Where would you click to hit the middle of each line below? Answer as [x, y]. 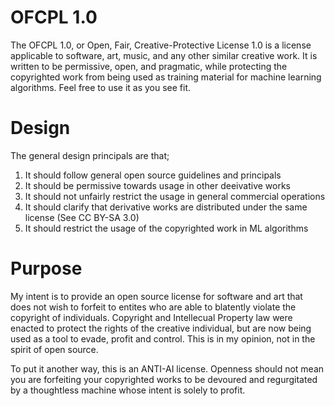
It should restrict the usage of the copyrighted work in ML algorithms [166, 228]
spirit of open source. [54, 349]
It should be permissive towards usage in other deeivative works [157, 185]
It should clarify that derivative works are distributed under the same [166, 207]
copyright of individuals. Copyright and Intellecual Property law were [151, 317]
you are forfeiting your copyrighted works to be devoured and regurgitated [164, 379]
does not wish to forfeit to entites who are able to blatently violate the [153, 307]
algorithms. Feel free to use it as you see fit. [101, 87]
